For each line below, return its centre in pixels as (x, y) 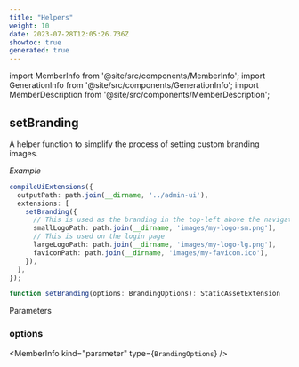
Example (25, 171)
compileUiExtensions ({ (51, 187)
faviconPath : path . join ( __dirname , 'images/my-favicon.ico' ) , (150, 253)
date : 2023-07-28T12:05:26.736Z (69, 34)
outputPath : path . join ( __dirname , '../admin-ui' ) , (113, 195)
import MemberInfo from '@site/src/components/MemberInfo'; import (137, 76)
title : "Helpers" (41, 17)
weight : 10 (29, 26)
